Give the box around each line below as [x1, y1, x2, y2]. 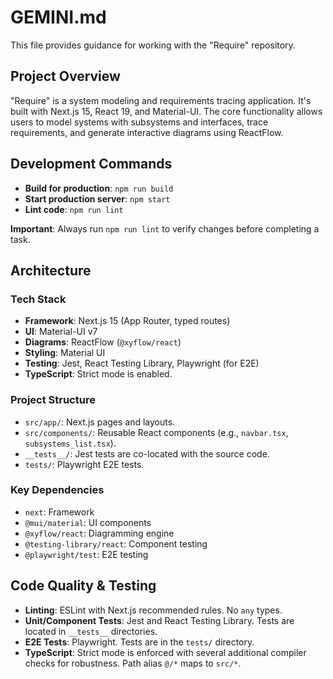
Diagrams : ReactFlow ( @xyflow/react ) [24, 336, 182, 348]
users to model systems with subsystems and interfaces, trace [10, 116, 269, 128]
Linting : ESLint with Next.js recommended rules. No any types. [24, 604, 283, 616]
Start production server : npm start [24, 192, 171, 205]
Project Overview [10, 68, 121, 85]
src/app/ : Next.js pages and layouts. [24, 416, 176, 428]
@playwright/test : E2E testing [24, 548, 149, 560]
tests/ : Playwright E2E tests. [24, 458, 145, 470]
